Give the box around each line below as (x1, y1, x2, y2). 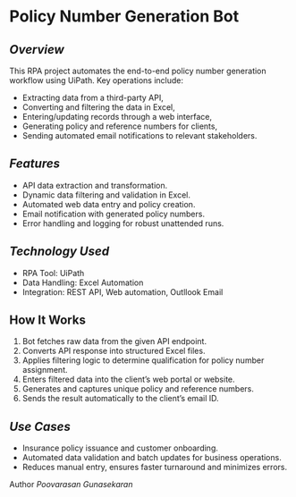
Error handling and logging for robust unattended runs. (21, 217, 224, 229)
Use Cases (9, 418, 72, 434)
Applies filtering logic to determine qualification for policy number (21, 355, 265, 366)
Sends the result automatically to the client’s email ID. (21, 393, 219, 404)
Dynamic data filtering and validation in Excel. (21, 190, 190, 200)
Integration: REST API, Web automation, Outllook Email (21, 286, 224, 297)
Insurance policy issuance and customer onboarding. (21, 442, 219, 453)
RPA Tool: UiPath (21, 267, 85, 278)
